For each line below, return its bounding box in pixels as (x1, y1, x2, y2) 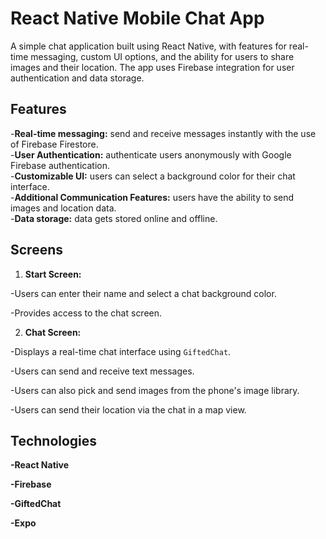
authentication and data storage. (10, 72, 145, 84)
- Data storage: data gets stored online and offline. (10, 212, 218, 224)
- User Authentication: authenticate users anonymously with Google (10, 148, 292, 161)
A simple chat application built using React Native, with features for (10, 40, 287, 52)
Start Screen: (24, 268, 82, 280)
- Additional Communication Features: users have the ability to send (10, 191, 295, 203)
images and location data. (10, 202, 117, 214)
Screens (10, 242, 63, 259)
